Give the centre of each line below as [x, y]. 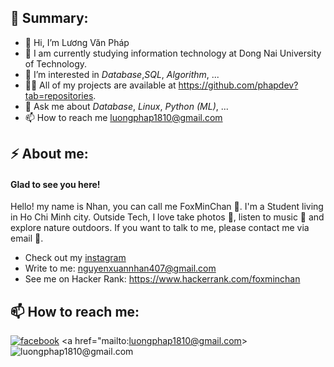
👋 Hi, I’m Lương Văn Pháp [77, 42]
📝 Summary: [49, 18]
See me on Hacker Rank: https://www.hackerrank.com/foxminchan [162, 279]
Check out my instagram [75, 258]
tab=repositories [59, 95]
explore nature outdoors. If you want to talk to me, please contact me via [160, 228]
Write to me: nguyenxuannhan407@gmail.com [120, 268]
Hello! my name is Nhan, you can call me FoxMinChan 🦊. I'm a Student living [167, 207]
